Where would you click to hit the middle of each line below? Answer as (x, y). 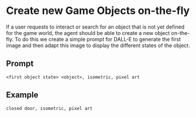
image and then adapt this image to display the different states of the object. (98, 45)
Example (22, 95)
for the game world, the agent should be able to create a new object (88, 33)
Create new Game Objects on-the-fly (98, 11)
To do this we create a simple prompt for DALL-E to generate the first (98, 39)
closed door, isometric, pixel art (49, 108)
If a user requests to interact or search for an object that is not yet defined (95, 27)
